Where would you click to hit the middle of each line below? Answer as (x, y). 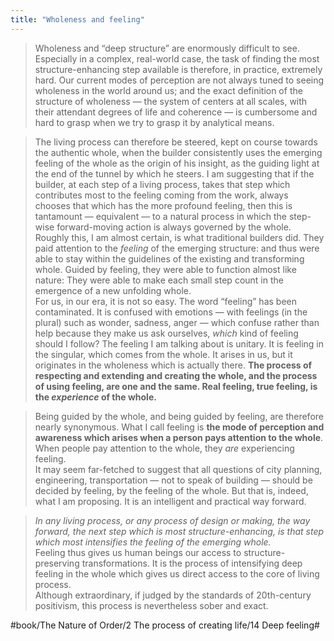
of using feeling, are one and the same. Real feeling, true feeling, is (176, 386)
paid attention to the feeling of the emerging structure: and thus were (177, 248)
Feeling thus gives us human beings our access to (138, 552)
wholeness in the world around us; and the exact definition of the (168, 90)
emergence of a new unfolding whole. (113, 290)
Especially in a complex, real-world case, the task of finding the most (177, 58)
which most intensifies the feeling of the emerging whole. (153, 542)
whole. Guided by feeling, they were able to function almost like (165, 269)
